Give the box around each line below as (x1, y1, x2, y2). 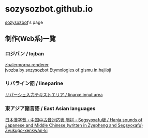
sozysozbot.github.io (5, 3, 93, 15)
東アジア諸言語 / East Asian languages (5, 105, 96, 112)
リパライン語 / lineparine (5, 80, 64, 87)
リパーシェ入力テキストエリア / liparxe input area (5, 92, 103, 97)
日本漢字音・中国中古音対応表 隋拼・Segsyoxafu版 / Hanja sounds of (5, 117, 143, 123)
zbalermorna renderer (5, 61, 49, 67)
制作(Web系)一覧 (5, 35, 56, 43)
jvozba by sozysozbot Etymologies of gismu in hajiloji (5, 67, 111, 73)
